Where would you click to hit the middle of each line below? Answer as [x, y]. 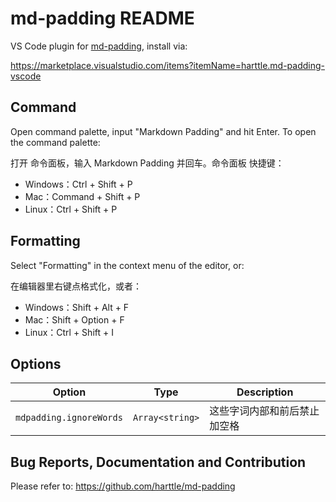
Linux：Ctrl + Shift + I [69, 332]
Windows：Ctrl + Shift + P [78, 184]
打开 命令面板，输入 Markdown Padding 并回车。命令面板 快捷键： [147, 163]
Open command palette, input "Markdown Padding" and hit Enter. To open [163, 131]
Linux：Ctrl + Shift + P [71, 209]
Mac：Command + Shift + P [82, 196]
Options [36, 363]
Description [265, 392]
